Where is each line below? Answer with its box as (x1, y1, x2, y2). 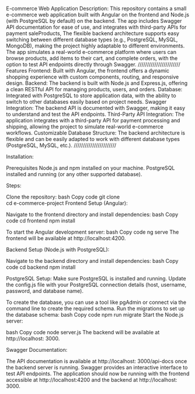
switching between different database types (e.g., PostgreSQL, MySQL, (6, 36, 178, 43)
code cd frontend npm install (6, 217, 76, 224)
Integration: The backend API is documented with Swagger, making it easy (6, 105, 186, 111)
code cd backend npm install (6, 263, 76, 270)
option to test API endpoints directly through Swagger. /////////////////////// (6, 61, 180, 68)
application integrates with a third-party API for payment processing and (6, 117, 180, 124)
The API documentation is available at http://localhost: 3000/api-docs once (6, 358, 187, 365)
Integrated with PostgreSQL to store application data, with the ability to (6, 92, 176, 99)
